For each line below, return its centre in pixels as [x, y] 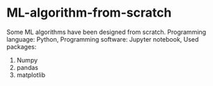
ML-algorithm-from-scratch [89, 13]
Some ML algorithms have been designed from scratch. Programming [106, 32]
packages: [22, 46]
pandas [27, 67]
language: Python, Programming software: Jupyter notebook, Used [103, 39]
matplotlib [31, 75]
